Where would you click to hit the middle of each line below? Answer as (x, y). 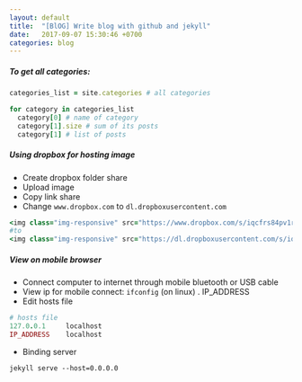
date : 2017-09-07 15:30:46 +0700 (76, 34)
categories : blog (42, 43)
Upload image (48, 187)
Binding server (49, 351)
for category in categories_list (72, 110)
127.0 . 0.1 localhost (56, 326)
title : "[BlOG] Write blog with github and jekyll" (110, 26)
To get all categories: (50, 71)
